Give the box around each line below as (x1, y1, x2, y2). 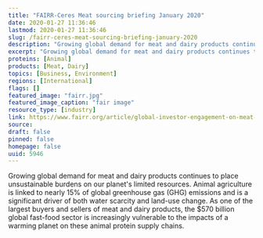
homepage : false (8, 142, 61, 150)
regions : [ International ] (8, 77, 92, 85)
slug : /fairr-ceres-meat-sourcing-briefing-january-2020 (8, 33, 198, 41)
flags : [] (8, 84, 41, 92)
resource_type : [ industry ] (8, 106, 96, 114)
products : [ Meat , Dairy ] (8, 63, 89, 70)
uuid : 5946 (8, 150, 44, 157)
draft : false (8, 128, 51, 135)
